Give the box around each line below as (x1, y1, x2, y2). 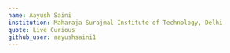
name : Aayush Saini (8, 11, 72, 19)
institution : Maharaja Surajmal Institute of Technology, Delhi (8, 19, 223, 26)
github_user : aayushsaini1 (8, 33, 97, 41)
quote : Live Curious (8, 26, 76, 34)
